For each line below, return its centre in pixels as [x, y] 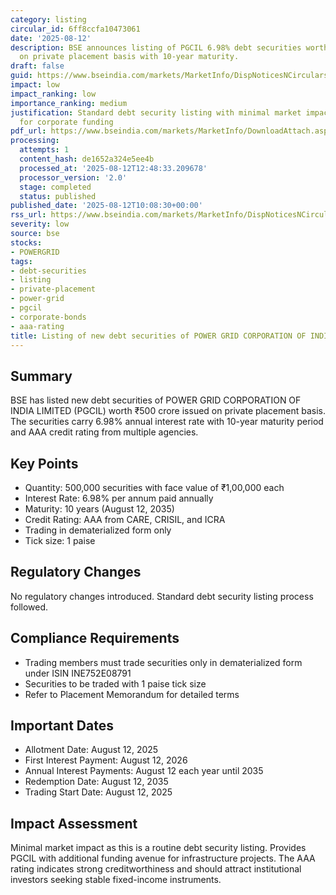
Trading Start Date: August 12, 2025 [98, 792]
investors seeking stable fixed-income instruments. [116, 880]
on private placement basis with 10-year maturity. [129, 57]
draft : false [37, 66]
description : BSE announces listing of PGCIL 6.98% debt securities [156, 47]
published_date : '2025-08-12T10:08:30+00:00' [106, 206]
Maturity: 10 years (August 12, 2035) [99, 509]
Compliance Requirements [95, 638]
